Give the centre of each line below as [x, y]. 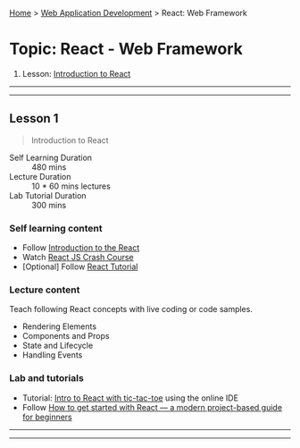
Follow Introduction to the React [81, 248]
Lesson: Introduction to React [76, 73]
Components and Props [66, 336]
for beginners [47, 417]
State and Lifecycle [58, 346]
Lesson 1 [34, 118]
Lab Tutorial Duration [48, 195]
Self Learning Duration [50, 157]
